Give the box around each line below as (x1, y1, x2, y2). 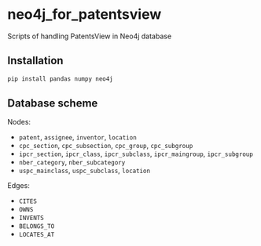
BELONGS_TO (18, 222, 55, 230)
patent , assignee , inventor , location (18, 132, 137, 142)
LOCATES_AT (18, 231, 55, 239)
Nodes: (7, 118, 31, 127)
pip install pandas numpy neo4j (7, 74, 113, 83)
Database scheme (7, 96, 98, 110)
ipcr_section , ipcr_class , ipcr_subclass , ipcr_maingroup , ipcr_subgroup (18, 149, 253, 158)
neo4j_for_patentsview (7, 5, 162, 24)
